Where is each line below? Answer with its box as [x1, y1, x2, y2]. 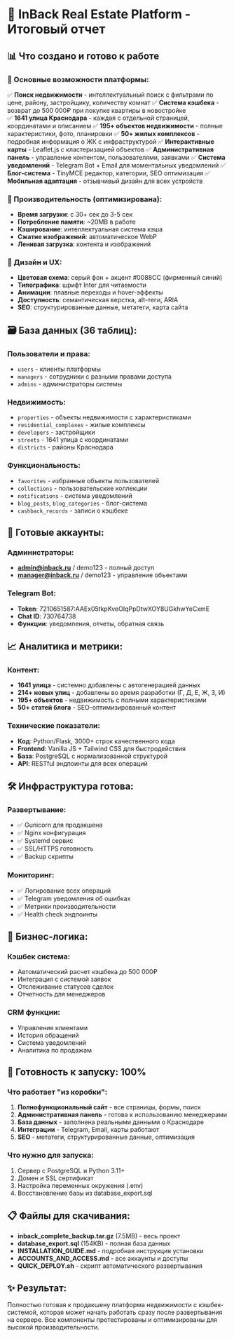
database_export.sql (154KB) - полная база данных [17, 1239, 171, 1248]
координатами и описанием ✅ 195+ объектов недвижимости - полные [7, 121, 223, 130]
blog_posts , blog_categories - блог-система [17, 499, 148, 507]
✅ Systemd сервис [17, 837, 74, 845]
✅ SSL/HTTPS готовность [17, 844, 94, 853]
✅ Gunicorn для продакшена [17, 820, 103, 830]
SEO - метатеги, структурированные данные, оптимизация [17, 1133, 195, 1142]
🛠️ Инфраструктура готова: [7, 780, 135, 792]
